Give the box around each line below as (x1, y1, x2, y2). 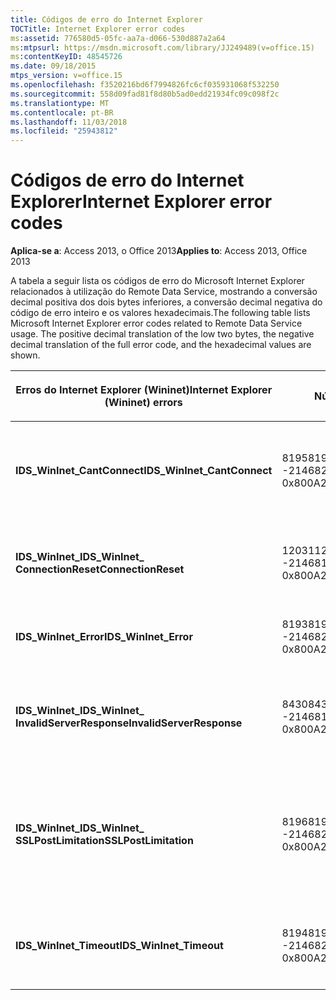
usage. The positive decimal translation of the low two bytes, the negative (10, 328, 315, 340)
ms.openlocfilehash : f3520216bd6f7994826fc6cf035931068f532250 (10, 80, 280, 90)
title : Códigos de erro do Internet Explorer (10, 14, 203, 25)
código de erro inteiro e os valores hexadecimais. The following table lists (10, 307, 311, 319)
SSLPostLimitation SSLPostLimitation (15, 834, 194, 848)
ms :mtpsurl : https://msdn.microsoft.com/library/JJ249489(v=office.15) (10, 42, 315, 53)
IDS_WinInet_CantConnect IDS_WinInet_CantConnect (15, 464, 273, 478)
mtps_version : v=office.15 (10, 71, 123, 81)
